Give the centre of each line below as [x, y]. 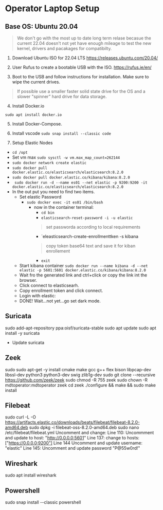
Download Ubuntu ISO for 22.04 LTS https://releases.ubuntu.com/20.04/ [85, 58]
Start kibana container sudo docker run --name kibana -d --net [84, 265]
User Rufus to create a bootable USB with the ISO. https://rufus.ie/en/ [82, 67]
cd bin [48, 213]
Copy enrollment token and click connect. [61, 291]
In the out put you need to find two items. [53, 192]
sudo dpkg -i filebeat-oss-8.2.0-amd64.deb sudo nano [84, 428]
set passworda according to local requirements [93, 227]
